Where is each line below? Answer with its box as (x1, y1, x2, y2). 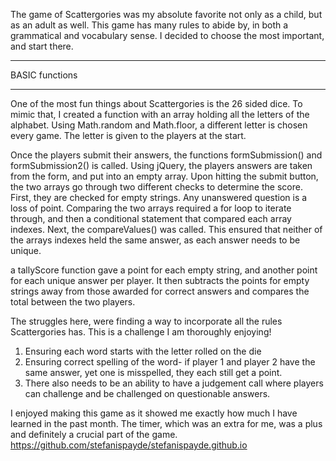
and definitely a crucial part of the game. (10, 429, 178, 440)
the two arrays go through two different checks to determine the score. (10, 181, 303, 193)
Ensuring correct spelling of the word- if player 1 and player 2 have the (24, 356, 316, 368)
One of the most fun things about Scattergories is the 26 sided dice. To (10, 98, 303, 109)
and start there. (10, 40, 74, 52)
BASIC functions (10, 69, 78, 81)
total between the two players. (10, 296, 136, 308)
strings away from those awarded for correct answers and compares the (10, 285, 310, 297)
